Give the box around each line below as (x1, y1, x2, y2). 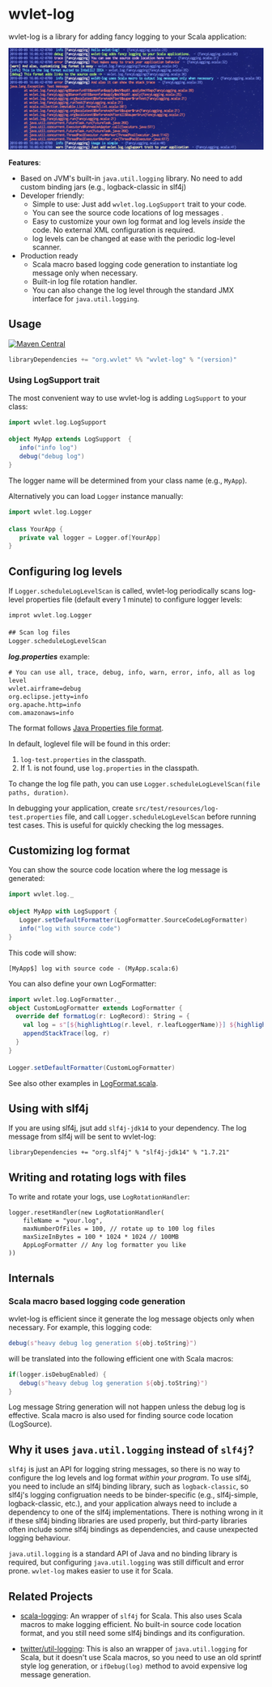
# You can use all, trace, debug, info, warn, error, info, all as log (8, 668, 255, 676)
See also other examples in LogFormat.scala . (8, 1078, 159, 1088)
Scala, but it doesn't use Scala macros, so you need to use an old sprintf (19, 1653, 262, 1663)
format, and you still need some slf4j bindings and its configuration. (19, 1629, 245, 1638)
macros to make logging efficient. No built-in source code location (19, 1620, 241, 1629)
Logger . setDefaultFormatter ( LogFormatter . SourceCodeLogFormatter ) (19, 916, 249, 924)
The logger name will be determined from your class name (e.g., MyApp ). (8, 475, 248, 485)
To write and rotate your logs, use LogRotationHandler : (8, 1192, 190, 1202)
